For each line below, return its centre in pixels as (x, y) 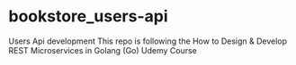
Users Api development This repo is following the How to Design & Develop (148, 41)
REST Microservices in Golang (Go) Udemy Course (103, 50)
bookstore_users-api (88, 16)
